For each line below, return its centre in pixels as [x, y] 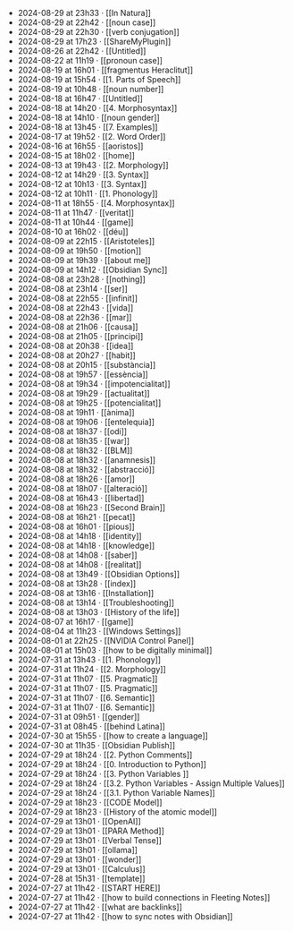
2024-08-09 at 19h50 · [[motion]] [80, 251]
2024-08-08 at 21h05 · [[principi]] [80, 336]
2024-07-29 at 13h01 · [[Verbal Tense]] [90, 840]
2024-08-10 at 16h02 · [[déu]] [73, 231]
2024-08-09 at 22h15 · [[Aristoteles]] [86, 241]
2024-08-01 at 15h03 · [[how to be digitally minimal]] [115, 650]
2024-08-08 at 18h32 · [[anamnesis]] [87, 460]
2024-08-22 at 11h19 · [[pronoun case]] [90, 60]
